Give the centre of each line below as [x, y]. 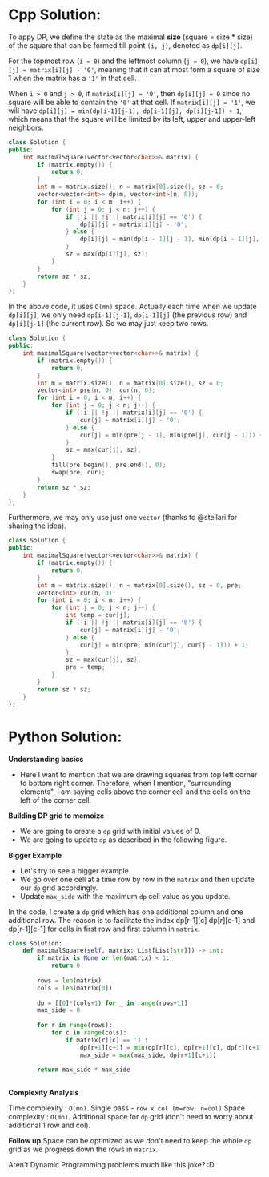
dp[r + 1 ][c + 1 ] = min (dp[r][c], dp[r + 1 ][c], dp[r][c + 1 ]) [173, 1047]
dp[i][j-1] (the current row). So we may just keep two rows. [108, 324]
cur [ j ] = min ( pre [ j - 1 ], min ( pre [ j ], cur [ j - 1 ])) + [171, 435]
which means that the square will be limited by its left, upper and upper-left [132, 119]
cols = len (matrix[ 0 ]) [75, 988]
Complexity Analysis [44, 1093]
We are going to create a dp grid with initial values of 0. [110, 831]
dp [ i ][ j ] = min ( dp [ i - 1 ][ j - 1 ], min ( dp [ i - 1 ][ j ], [170, 239]
